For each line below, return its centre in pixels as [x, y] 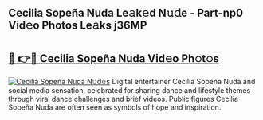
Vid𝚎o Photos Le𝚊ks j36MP [78, 26]
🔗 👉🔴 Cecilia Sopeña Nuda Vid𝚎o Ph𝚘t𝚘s [114, 58]
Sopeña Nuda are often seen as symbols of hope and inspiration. [115, 107]
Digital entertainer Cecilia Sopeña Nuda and [183, 81]
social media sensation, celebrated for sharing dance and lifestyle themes [130, 90]
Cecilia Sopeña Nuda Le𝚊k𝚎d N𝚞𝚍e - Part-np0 [126, 13]
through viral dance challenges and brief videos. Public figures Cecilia [124, 99]
